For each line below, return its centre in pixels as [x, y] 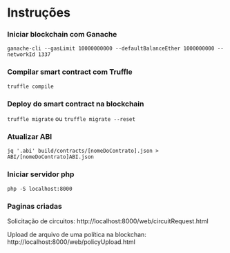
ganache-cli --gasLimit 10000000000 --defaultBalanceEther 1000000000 [111, 49]
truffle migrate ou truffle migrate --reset [71, 119]
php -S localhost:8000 [40, 189]
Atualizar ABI [30, 137]
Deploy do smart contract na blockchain [76, 104]
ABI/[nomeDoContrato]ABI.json [51, 157]
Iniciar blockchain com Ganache [62, 35]
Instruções [39, 13]
